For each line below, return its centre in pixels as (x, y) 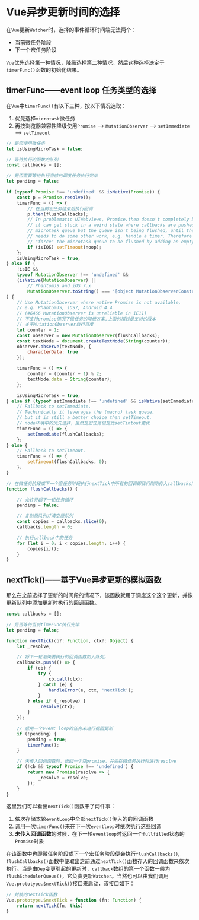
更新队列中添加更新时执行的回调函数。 (53, 602)
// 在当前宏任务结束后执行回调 (60, 208)
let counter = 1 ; (38, 330)
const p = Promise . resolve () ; (54, 197)
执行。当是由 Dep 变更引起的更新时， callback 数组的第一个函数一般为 (88, 869)
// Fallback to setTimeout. (51, 451)
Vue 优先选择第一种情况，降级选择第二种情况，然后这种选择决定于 (85, 62)
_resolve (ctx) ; (57, 707)
